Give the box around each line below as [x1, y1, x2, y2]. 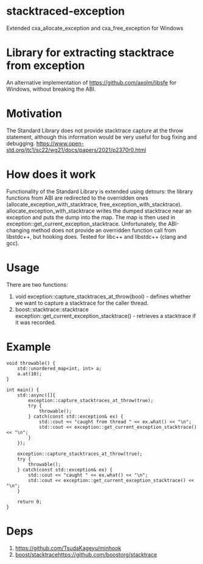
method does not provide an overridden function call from [31, 227, 176, 234]
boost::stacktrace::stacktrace [15, 306, 89, 313]
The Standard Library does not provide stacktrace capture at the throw [6, 127, 184, 134]
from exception [6, 59, 85, 72]
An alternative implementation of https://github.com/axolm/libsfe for [6, 79, 177, 86]
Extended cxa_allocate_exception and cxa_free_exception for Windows [6, 24, 184, 32]
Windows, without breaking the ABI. [6, 85, 96, 93]
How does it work [6, 167, 96, 181]
